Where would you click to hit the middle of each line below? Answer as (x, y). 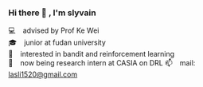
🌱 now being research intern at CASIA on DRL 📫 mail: (102, 63)
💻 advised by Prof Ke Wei (54, 30)
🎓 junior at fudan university (57, 42)
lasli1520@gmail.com (43, 74)
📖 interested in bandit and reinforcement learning (92, 54)
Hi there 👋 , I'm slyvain (53, 13)
